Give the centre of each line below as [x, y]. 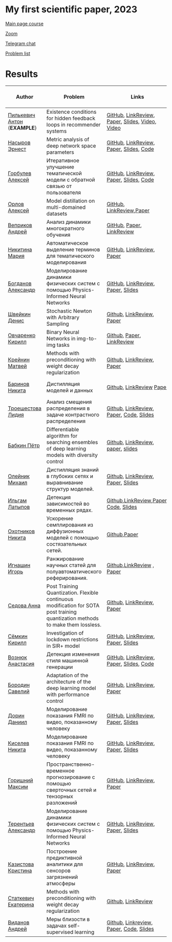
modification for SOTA [73, 605]
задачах [57, 926]
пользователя [63, 192]
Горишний [20, 780]
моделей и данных [70, 390]
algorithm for [62, 435]
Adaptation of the [67, 675]
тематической [64, 173]
